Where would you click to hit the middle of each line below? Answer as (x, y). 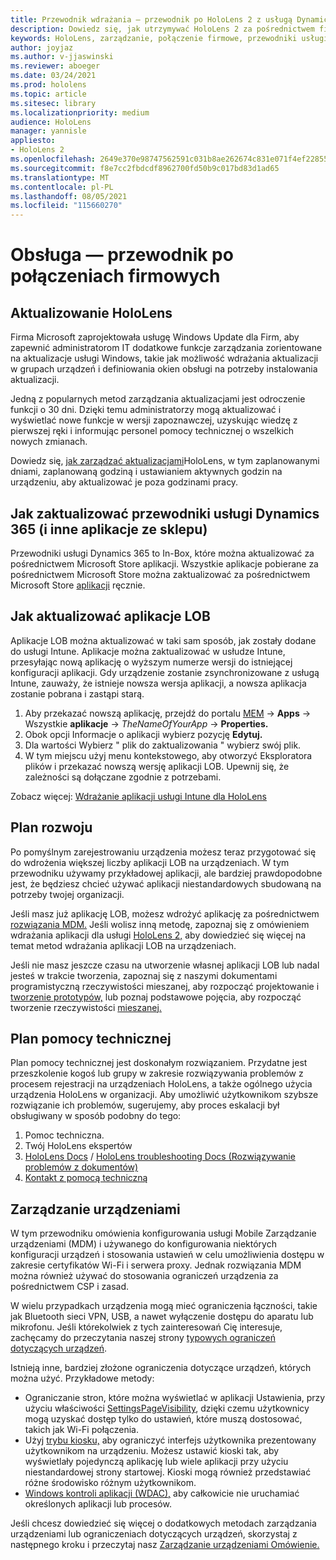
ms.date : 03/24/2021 (53, 76)
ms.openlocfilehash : (53, 159)
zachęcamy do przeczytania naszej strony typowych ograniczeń (143, 1338)
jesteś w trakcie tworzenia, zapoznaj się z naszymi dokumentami (144, 975)
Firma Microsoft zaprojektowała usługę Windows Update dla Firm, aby (155, 337)
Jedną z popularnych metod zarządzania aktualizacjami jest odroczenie (158, 399)
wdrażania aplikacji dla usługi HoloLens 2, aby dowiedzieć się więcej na (158, 935)
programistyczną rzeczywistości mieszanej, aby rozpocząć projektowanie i (165, 986)
